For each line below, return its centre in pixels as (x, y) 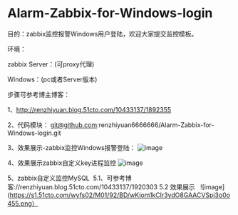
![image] (212, 186)
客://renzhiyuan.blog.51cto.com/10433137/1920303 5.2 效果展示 (102, 186)
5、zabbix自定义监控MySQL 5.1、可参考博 (69, 178)
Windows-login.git (35, 133)
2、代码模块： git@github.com (52, 125)
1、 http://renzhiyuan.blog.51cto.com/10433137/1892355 (89, 109)
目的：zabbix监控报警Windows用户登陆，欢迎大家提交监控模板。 (103, 34)
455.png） (23, 203)
